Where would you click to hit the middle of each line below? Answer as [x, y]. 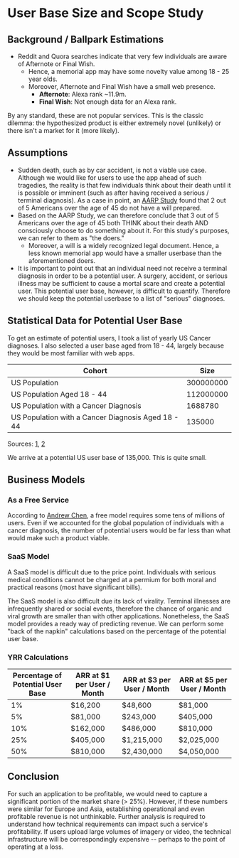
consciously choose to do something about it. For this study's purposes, [123, 230]
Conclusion [33, 777]
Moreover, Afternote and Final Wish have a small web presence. [122, 86]
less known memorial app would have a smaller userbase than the [125, 253]
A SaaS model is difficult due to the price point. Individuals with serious [112, 572]
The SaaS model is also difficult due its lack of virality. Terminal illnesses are [119, 601]
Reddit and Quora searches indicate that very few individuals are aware [122, 56]
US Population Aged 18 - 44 [59, 394]
